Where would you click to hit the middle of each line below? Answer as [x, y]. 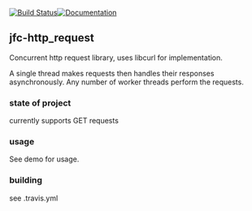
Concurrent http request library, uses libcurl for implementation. [116, 58]
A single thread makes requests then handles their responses [112, 73]
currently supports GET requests [64, 121]
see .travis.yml [34, 198]
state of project [40, 103]
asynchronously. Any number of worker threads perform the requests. [127, 82]
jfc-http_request [52, 38]
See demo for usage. [44, 159]
